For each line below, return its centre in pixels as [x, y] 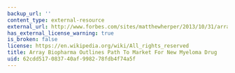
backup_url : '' [29, 14]
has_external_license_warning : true [60, 33]
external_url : [28, 26]
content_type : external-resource [56, 20]
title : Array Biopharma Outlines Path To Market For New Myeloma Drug [112, 53]
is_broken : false [33, 40]
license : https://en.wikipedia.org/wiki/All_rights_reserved [98, 46]
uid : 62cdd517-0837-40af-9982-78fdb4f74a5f [72, 59]
